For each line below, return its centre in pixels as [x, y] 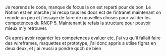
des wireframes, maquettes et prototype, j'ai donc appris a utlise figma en [81, 43]
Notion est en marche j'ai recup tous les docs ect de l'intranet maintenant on [83, 12]
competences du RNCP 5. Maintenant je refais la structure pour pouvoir [78, 23]
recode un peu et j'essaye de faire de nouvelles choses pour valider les [78, 18]
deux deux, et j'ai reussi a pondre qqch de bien [53, 48]
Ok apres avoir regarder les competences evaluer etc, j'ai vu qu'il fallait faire [83, 38]
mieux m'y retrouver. [26, 28]
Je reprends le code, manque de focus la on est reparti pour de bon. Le [78, 7]
